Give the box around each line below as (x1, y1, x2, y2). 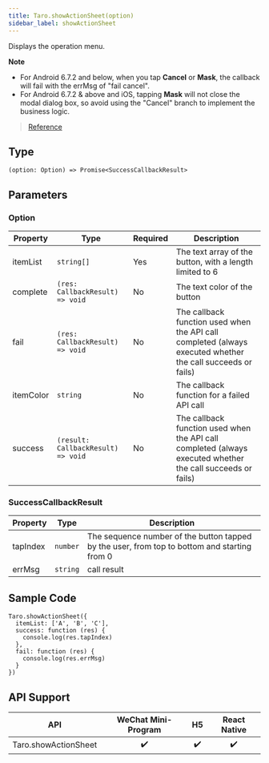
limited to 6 (175, 266, 219, 277)
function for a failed (175, 390, 250, 401)
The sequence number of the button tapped (86, 531, 252, 542)
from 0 (86, 551, 113, 562)
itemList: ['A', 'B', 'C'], (15, 620, 110, 628)
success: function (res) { (15, 627, 106, 635)
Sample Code (8, 591, 77, 605)
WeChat (116, 714, 148, 725)
